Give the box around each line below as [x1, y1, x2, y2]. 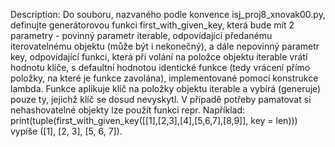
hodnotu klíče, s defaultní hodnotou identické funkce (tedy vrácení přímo [10, 62, 311, 73]
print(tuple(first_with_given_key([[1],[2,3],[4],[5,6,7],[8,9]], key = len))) [10, 115, 298, 126]
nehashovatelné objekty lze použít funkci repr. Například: [10, 104, 246, 116]
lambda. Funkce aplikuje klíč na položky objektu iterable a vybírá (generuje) [10, 83, 322, 94]
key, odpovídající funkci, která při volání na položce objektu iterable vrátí [10, 51, 308, 63]
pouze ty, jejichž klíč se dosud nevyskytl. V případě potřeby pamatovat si [10, 94, 312, 105]
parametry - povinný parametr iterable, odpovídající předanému [10, 30, 273, 41]
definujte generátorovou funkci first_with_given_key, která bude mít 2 [10, 19, 295, 31]
